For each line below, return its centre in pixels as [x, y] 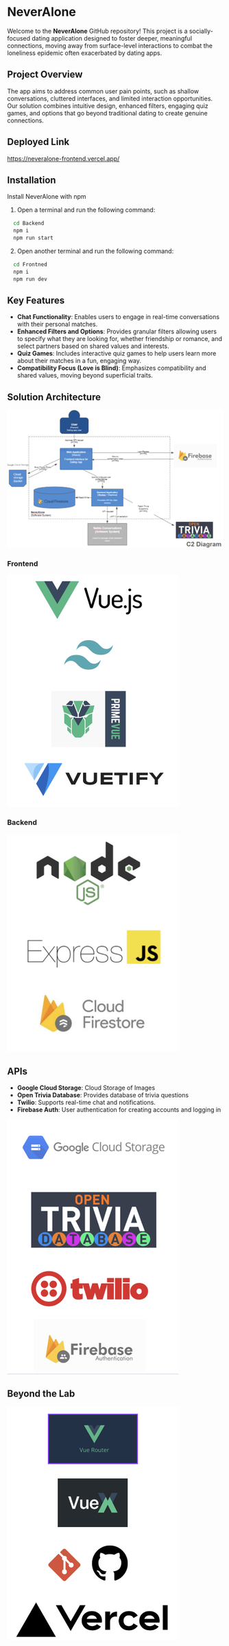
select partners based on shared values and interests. [93, 346]
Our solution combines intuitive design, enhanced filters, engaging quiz [108, 106]
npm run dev [31, 279]
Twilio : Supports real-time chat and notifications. [86, 1102]
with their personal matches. [57, 325]
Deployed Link [38, 142]
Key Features [36, 301]
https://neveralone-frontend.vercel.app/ [63, 158]
